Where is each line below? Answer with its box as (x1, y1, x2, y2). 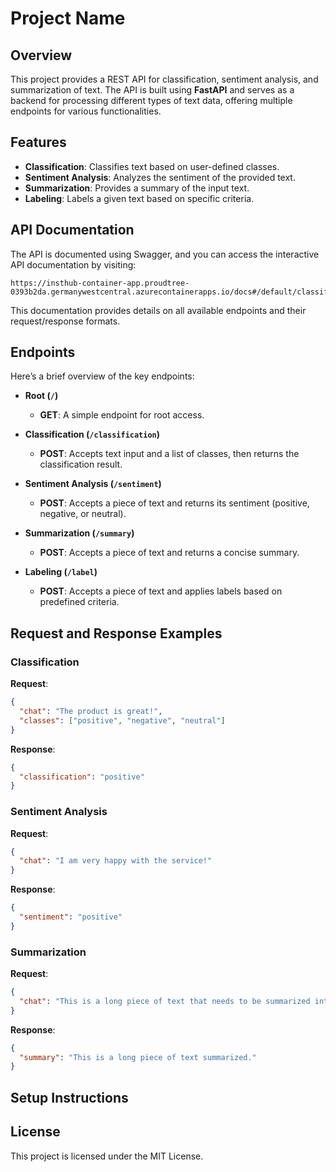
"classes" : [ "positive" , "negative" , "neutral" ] (19, 715, 226, 726)
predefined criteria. (39, 596, 120, 608)
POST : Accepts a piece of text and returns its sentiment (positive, (39, 497, 310, 509)
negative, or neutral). (39, 508, 127, 520)
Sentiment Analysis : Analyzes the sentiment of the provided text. (24, 171, 296, 183)
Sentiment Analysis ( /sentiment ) (24, 478, 162, 490)
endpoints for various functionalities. (10, 105, 162, 117)
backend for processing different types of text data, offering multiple (10, 95, 293, 106)
